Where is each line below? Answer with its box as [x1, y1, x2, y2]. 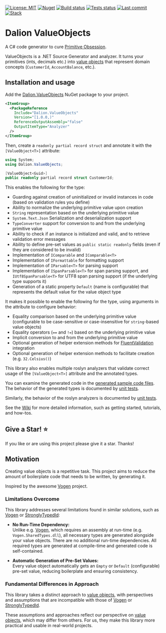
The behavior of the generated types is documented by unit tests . [5, 385, 139, 392]
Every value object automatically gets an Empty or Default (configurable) [12, 563, 160, 569]
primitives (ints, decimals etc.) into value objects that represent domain [5, 59, 150, 65]
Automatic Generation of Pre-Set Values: [12, 558, 99, 563]
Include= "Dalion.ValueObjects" [14, 110, 79, 115]
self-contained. [12, 548, 44, 554]
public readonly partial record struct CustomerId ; [5, 175, 114, 181]
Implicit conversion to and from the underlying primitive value [12, 335, 138, 341]
